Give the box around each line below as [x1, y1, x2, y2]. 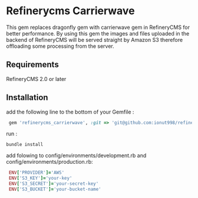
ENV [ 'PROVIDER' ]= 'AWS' [8, 170, 65, 176]
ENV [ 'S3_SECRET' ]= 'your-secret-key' [8, 181, 99, 187]
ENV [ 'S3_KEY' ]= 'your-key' [8, 176, 72, 181]
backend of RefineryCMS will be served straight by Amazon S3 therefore [6, 36, 183, 43]
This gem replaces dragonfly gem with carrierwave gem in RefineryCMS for [6, 24, 190, 31]
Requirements [6, 60, 59, 70]
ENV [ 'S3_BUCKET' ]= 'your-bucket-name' [8, 186, 101, 193]
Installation [6, 93, 48, 103]
